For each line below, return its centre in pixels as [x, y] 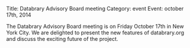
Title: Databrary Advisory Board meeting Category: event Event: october [95, 9]
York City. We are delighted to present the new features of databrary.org [95, 33]
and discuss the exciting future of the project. [62, 39]
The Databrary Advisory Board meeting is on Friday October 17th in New [95, 26]
